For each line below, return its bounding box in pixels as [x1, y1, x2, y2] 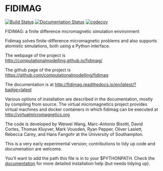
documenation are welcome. [5, 146, 62, 152]
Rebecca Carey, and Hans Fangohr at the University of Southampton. [5, 131, 144, 137]
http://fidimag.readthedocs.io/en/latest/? [54, 81, 136, 87]
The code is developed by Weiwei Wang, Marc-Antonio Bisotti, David [5, 121, 143, 127]
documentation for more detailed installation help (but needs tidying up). [5, 160, 150, 166]
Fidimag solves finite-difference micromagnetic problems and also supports [5, 37, 157, 44]
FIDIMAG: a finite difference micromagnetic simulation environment [5, 28, 140, 34]
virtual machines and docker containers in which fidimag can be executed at [5, 106, 158, 112]
